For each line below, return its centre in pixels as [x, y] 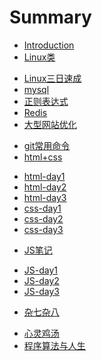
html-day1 [44, 176]
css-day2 [43, 218]
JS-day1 [41, 270]
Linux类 [39, 57]
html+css [43, 157]
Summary [50, 17]
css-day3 [43, 229]
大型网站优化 [50, 124]
